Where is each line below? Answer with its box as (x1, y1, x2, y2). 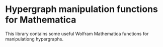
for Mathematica (5, 14, 76, 25)
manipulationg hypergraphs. (5, 36, 64, 42)
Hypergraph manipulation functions (5, 3, 158, 15)
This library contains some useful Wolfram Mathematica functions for (5, 30, 149, 36)
